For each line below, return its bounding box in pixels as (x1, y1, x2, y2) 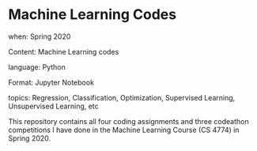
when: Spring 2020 (8, 32, 71, 41)
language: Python (8, 62, 66, 72)
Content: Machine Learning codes (8, 47, 119, 56)
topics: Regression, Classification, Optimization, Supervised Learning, (8, 92, 236, 102)
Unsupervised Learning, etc (8, 101, 99, 111)
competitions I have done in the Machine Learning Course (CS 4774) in (8, 125, 240, 134)
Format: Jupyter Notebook (8, 77, 95, 87)
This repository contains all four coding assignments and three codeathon (8, 116, 249, 126)
